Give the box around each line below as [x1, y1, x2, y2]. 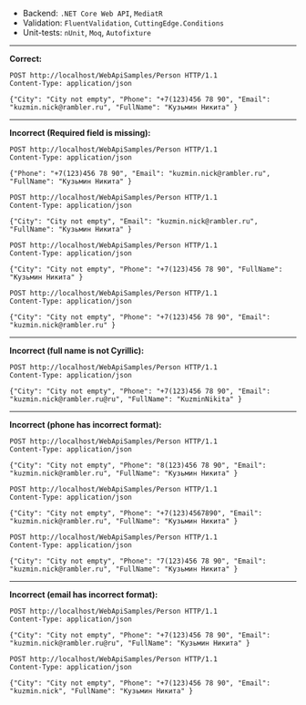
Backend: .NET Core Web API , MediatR [22, 8, 163, 18]
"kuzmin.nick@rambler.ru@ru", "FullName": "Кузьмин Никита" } [9, 638, 250, 648]
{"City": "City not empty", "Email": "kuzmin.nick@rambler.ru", [9, 217, 259, 226]
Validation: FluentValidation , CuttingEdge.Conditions [22, 17, 225, 28]
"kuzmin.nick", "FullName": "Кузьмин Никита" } [9, 687, 194, 696]
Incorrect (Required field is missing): [9, 128, 151, 138]
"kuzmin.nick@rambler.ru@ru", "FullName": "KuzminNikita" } [9, 395, 243, 404]
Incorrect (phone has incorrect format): [9, 420, 162, 430]
